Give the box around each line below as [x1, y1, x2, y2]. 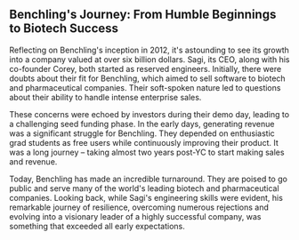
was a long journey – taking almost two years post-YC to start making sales [9, 147, 285, 157]
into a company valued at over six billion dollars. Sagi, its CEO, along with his [9, 53, 290, 65]
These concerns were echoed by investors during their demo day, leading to [9, 108, 290, 119]
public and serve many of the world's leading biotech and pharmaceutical [9, 182, 279, 194]
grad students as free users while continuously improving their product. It [9, 137, 279, 148]
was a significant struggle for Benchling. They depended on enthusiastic [9, 128, 276, 139]
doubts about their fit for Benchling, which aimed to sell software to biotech [9, 73, 287, 84]
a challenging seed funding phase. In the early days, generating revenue [9, 118, 275, 129]
